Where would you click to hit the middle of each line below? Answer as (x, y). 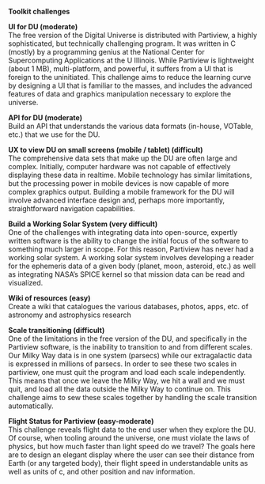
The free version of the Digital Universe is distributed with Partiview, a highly (133, 35)
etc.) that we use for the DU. (54, 134)
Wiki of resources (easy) (49, 298)
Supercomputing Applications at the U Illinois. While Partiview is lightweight (131, 60)
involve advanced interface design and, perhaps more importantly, (117, 200)
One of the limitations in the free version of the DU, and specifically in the (128, 338)
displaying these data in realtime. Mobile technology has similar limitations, (130, 175)
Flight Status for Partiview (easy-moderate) (81, 421)
